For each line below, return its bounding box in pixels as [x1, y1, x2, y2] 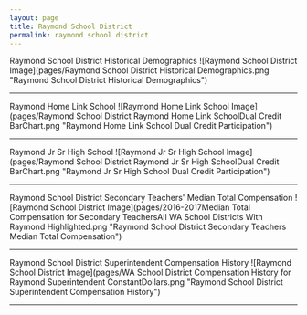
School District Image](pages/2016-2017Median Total [49, 202, 251, 213]
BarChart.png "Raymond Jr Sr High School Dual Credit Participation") [9, 166, 270, 177]
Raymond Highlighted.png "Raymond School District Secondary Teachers [9, 221, 287, 233]
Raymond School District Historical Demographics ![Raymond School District [9, 56, 298, 67]
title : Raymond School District [9, 22, 132, 31]
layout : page [9, 13, 59, 23]
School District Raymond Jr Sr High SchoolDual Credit [76, 156, 280, 167]
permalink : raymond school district [9, 30, 149, 39]
